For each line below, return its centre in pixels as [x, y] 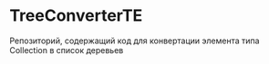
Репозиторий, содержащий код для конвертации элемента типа [134, 41]
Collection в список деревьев [67, 50]
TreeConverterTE [76, 16]
